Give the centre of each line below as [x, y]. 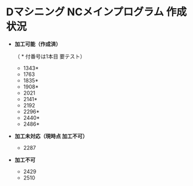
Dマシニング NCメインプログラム [85, 12]
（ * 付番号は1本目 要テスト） [50, 56]
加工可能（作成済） [38, 44]
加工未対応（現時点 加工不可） [51, 136]
